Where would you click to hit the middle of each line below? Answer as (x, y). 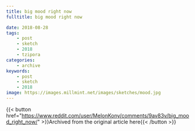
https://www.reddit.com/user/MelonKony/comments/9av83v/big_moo (105, 115)
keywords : (18, 71)
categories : (20, 60)
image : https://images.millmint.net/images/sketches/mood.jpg (83, 93)
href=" (14, 115)
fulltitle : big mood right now (44, 17)
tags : (13, 33)
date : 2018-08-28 (27, 27)
